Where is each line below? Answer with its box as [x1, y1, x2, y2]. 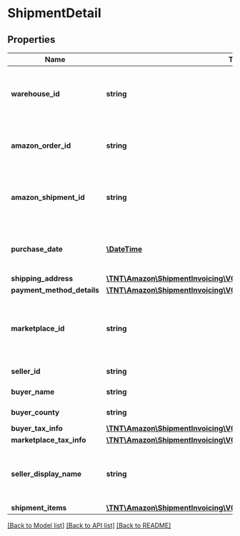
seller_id [11, 366, 41, 376]
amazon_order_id [11, 141, 71, 151]
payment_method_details [11, 285, 100, 295]
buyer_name [11, 387, 55, 397]
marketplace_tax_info [11, 435, 86, 445]
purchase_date [11, 244, 63, 254]
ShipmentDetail [7, 5, 101, 21]
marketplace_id [11, 323, 65, 333]
